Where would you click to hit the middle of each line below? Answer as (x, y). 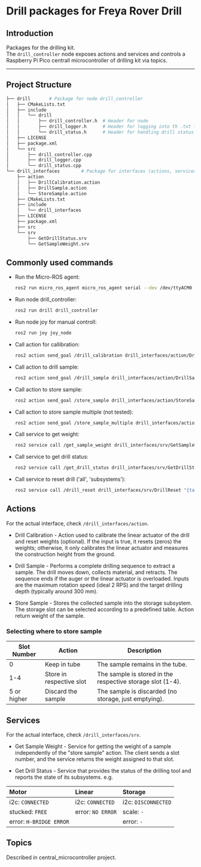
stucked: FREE (28, 812)
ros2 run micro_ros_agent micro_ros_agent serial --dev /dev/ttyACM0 (103, 288)
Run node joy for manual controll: (56, 322)
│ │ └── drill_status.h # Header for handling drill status (100, 132)
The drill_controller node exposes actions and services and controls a (96, 54)
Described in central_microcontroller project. (61, 857)
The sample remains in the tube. (142, 665)
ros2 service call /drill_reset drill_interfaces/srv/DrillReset (98, 491)
